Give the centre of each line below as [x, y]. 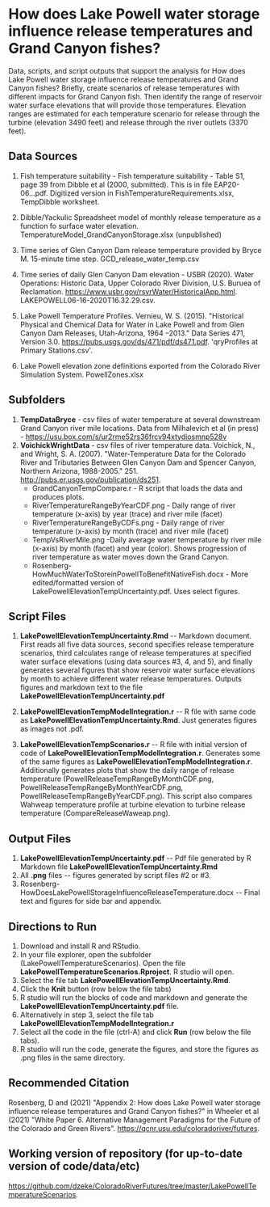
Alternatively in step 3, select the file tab [87, 1015]
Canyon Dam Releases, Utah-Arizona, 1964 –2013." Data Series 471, [133, 333]
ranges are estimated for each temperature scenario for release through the [134, 113]
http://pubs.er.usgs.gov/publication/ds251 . [90, 479]
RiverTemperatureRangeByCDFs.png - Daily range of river [129, 522]
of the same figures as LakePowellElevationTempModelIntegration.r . [136, 762]
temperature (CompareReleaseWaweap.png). [95, 813]
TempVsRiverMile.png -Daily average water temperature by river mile [147, 539]
